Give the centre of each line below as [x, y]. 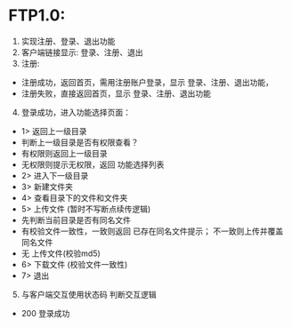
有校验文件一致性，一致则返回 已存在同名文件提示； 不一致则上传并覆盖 [152, 231]
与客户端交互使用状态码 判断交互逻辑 [89, 294]
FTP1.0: [37, 16]
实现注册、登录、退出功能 [68, 41]
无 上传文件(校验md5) [61, 253]
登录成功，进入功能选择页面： [76, 112]
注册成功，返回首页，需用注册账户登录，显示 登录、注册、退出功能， [147, 82]
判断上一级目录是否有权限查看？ [80, 142]
